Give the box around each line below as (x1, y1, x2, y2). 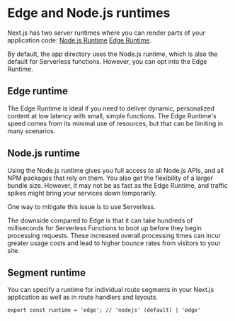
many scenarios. (7, 126, 56, 135)
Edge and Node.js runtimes (7, 5, 171, 21)
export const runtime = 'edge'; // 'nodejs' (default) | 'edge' (7, 307, 201, 314)
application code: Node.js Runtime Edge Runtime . (7, 35, 152, 44)
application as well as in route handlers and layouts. (7, 293, 158, 302)
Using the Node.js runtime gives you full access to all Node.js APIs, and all (7, 166, 224, 174)
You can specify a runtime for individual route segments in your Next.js (7, 286, 214, 294)
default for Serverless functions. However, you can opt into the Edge (7, 57, 207, 65)
